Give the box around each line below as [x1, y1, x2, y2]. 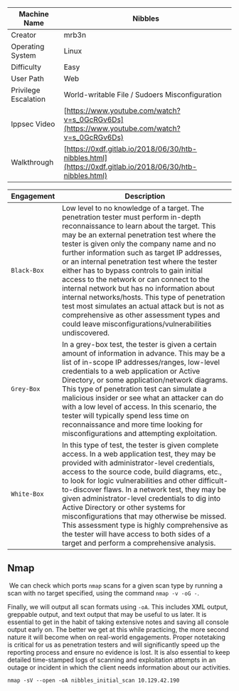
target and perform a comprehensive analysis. [61, 538, 216, 548]
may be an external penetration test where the [61, 230, 216, 239]
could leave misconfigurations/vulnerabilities [61, 319, 212, 328]
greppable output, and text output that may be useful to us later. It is [7, 610, 207, 618]
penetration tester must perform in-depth [61, 212, 201, 222]
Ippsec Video [11, 119, 55, 129]
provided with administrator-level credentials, [61, 458, 215, 467]
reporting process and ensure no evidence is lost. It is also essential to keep [7, 648, 230, 656]
